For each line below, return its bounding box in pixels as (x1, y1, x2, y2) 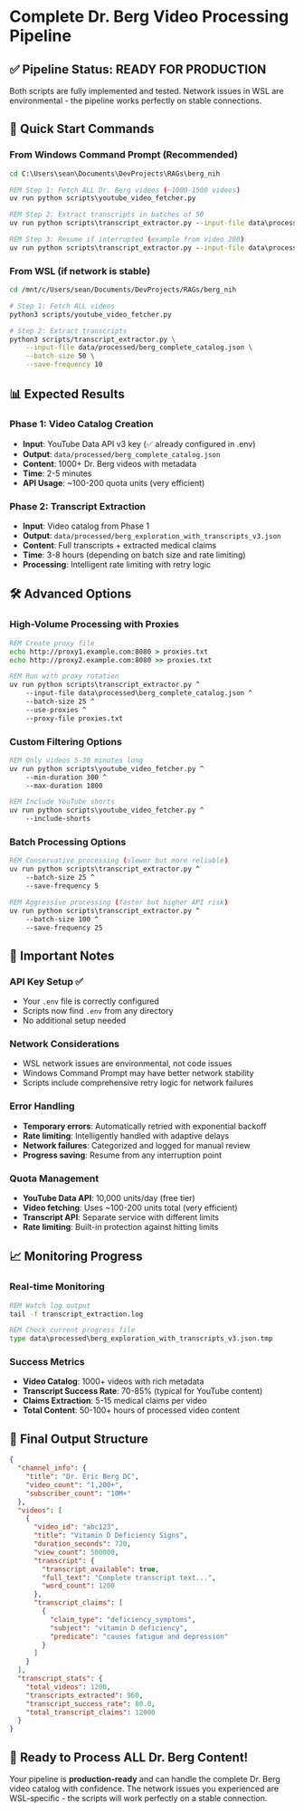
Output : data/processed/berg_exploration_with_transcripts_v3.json (22, 530, 281, 541)
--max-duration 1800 (25, 781, 103, 790)
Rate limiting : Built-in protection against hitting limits (22, 1221, 219, 1232)
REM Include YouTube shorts (9, 797, 116, 806)
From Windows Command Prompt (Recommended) (9, 148, 238, 161)
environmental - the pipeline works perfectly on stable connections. (9, 95, 262, 106)
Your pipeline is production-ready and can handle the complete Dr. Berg (9, 1773, 280, 1784)
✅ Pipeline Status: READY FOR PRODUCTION (9, 62, 267, 77)
